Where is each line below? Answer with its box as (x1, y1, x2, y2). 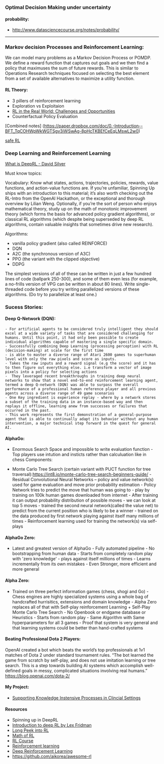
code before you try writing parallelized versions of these (24, 286, 140, 292)
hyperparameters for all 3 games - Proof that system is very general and (12, 620, 158, 625)
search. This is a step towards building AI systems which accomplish (5, 662, 143, 668)
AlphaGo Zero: (5, 534, 36, 540)
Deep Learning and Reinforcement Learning (5, 150, 111, 157)
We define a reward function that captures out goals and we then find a (5, 60, 149, 66)
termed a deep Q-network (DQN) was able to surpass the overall (5, 382, 139, 388)
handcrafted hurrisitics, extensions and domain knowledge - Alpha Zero (12, 599, 157, 604)
